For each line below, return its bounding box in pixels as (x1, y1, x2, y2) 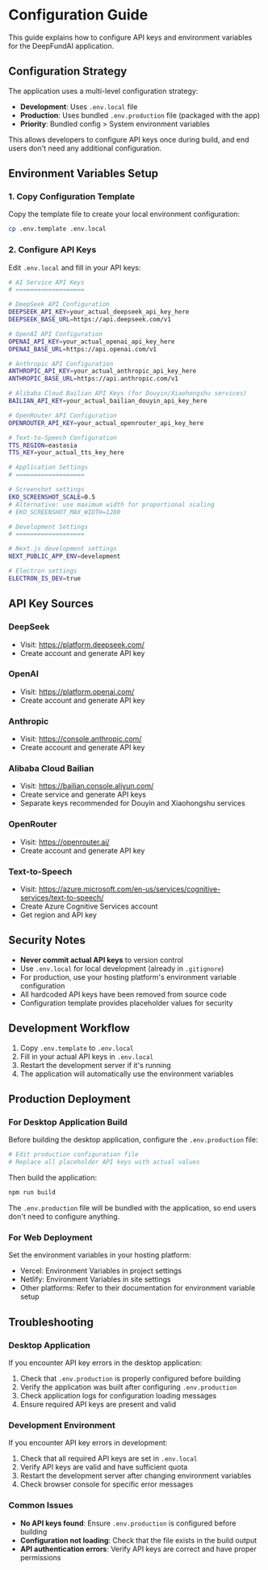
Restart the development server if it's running (19, 1060, 171, 1070)
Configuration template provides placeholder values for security (19, 998, 233, 1007)
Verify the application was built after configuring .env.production (19, 1382, 237, 1392)
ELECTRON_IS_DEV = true (8, 574, 82, 582)
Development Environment (8, 1419, 115, 1431)
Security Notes (8, 934, 86, 947)
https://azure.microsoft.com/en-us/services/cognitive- (39, 884, 220, 894)
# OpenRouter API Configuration (8, 411, 117, 419)
